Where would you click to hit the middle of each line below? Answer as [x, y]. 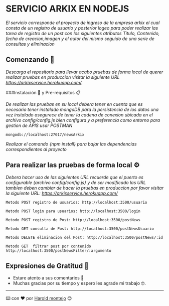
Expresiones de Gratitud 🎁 [47, 266]
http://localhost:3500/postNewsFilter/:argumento [59, 251]
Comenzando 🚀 [30, 60]
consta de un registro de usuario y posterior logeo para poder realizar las [82, 28]
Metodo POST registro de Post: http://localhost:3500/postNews [73, 220]
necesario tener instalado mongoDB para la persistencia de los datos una [82, 109]
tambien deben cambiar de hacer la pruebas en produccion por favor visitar [85, 188]
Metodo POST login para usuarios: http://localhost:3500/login [73, 211]
